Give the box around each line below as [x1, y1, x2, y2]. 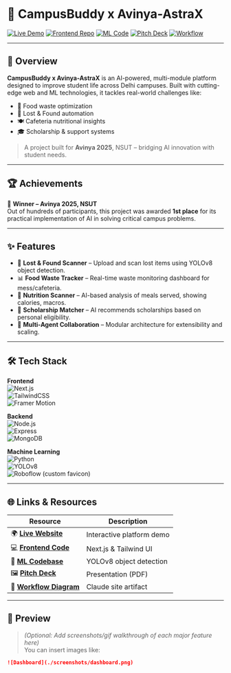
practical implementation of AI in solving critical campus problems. [7, 214, 196, 223]
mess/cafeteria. [16, 284, 62, 292]
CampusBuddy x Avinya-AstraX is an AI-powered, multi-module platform [7, 74, 217, 82]
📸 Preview [7, 613, 51, 625]
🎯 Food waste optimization [16, 101, 93, 110]
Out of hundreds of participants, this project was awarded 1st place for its [7, 207, 217, 215]
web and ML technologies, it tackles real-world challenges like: [23, 88, 202, 97]
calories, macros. [16, 299, 67, 307]
